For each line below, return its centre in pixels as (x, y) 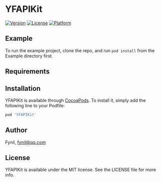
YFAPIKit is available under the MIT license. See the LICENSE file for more (81, 170)
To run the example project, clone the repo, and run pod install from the (80, 50)
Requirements (27, 71)
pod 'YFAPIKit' (21, 115)
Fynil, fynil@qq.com (26, 142)
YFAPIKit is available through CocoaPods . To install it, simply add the (76, 100)
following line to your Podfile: (35, 105)
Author (16, 130)
